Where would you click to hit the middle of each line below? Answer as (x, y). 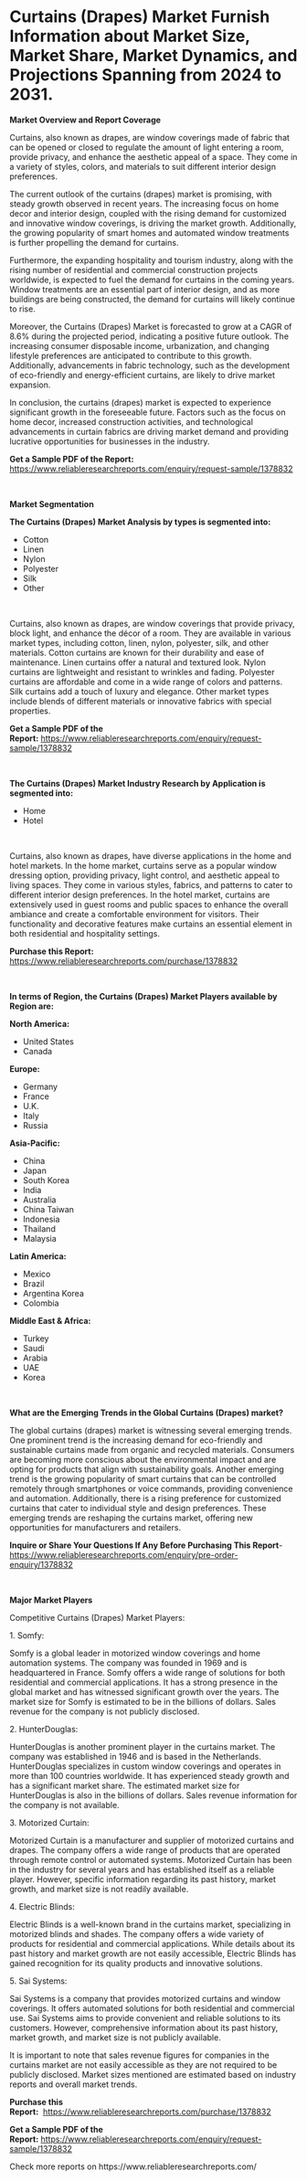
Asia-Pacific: (35, 1143)
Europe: (25, 1069)
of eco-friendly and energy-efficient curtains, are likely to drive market (143, 375)
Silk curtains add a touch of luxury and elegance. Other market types (139, 691)
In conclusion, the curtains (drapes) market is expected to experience (140, 402)
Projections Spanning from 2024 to (145, 75)
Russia (35, 1125)
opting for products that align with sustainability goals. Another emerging (147, 1469)
